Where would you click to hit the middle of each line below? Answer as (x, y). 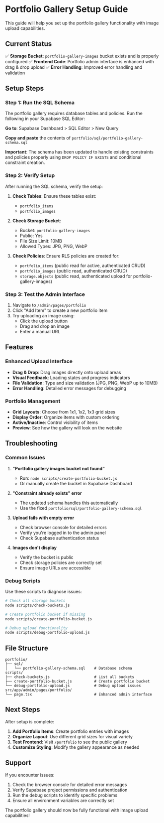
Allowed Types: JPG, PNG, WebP (54, 246)
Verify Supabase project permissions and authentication (70, 790)
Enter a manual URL (40, 332)
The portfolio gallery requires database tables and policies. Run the (74, 114)
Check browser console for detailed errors (63, 527)
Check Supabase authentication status (59, 538)
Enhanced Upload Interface (39, 361)
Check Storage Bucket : (37, 221)
